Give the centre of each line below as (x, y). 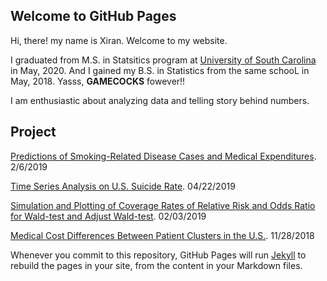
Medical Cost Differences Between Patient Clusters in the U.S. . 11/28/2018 (162, 235)
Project (33, 132)
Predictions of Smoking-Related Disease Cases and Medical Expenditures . (163, 156)
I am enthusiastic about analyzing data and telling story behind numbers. (160, 100)
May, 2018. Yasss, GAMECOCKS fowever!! (98, 81)
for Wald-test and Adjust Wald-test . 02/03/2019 (108, 216)
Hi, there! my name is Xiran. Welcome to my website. (119, 40)
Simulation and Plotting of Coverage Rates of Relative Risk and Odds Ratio (163, 205)
